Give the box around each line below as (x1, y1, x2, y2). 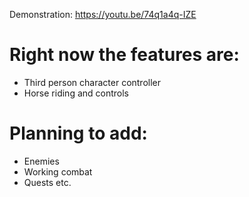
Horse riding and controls (23, 87, 130, 99)
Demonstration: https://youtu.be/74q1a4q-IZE (9, 9, 197, 20)
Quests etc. (23, 176, 72, 188)
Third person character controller (23, 76, 162, 88)
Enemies (23, 155, 60, 167)
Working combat (23, 165, 93, 178)
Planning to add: (9, 122, 148, 145)
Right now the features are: (9, 44, 240, 66)
